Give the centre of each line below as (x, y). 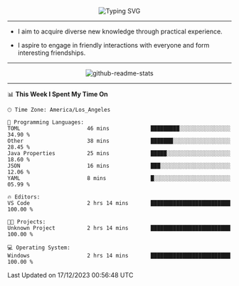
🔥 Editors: (24, 197)
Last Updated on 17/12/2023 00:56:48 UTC (70, 275)
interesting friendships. (52, 53)
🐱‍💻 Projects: (27, 222)
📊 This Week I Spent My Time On (58, 94)
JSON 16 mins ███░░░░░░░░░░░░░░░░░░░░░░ (119, 166)
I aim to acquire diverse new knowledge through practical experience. (120, 31)
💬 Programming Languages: (46, 122)
